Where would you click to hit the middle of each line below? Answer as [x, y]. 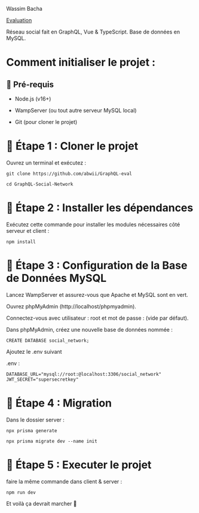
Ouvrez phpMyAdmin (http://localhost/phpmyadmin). [71, 306]
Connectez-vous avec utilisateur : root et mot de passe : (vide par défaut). [97, 318]
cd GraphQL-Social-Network [40, 184]
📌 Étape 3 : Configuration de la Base [97, 265]
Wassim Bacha [25, 9]
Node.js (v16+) [33, 99]
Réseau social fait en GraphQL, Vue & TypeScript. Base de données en [93, 32]
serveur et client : [28, 230]
